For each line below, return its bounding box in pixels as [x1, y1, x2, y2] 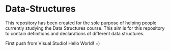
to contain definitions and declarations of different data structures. [5, 30, 145, 36]
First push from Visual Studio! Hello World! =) [5, 40, 100, 46]
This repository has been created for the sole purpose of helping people [5, 20, 157, 26]
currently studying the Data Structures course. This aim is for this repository [5, 25, 165, 31]
